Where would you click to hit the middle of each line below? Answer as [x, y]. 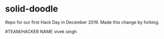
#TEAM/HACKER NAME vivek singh [41, 31]
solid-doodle [32, 9]
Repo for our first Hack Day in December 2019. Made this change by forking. [82, 22]
